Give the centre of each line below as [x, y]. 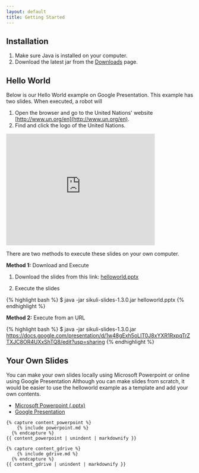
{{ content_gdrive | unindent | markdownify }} [66, 464]
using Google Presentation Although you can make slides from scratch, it [96, 381]
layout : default [26, 12]
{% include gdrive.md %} [48, 454]
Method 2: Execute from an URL [46, 318]
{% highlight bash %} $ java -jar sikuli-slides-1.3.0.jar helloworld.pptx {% [95, 300]
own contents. [24, 394]
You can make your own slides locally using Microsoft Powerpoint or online [98, 375]
